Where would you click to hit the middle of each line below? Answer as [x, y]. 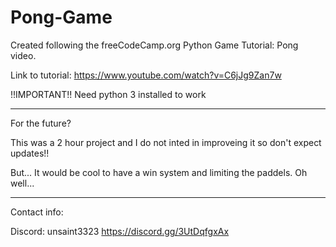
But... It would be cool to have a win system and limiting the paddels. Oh [159, 172]
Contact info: [37, 212]
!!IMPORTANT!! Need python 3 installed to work [108, 94]
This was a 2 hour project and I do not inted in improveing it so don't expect [166, 142]
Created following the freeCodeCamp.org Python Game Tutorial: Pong [154, 45]
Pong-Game [61, 17]
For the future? [41, 123]
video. [23, 55]
